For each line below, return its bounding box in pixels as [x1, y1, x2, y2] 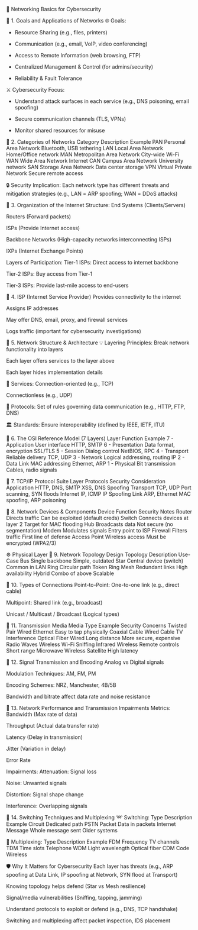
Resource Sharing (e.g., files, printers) [14, 29, 108, 35]
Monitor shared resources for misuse [14, 127, 105, 134]
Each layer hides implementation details [6, 369, 103, 376]
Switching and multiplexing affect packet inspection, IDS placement [6, 917, 171, 924]
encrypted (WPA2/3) [6, 540, 57, 547]
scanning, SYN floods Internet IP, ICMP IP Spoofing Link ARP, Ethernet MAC [6, 490, 191, 497]
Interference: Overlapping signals [6, 802, 87, 809]
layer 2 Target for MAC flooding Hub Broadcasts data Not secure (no [6, 521, 173, 528]
